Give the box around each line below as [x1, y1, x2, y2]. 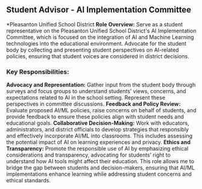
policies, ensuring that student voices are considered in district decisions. [6, 52, 189, 59]
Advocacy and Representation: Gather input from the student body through [6, 81, 196, 89]
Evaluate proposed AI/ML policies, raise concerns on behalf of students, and [6, 107, 197, 114]
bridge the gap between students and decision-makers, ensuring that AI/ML [6, 164, 195, 172]
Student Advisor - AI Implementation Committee [6, 5, 192, 15]
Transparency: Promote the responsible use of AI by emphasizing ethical [6, 145, 189, 152]
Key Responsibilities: [6, 67, 69, 76]
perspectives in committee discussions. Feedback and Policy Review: [6, 100, 181, 107]
